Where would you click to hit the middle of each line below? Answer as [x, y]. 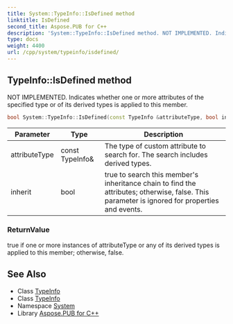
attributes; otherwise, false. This [157, 191]
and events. [123, 209]
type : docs [23, 40]
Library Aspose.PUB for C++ [58, 313]
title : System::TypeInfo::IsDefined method [71, 14]
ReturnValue [28, 230]
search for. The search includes [156, 155]
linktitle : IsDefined [38, 20]
